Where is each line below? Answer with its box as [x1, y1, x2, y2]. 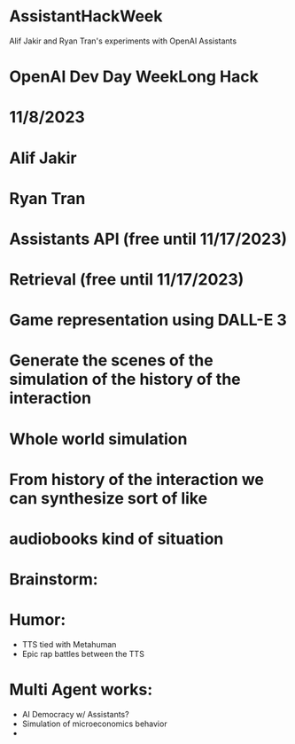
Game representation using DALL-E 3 [9, 310, 288, 330]
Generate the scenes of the [9, 350, 214, 371]
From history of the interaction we [9, 469, 264, 489]
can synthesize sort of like [9, 488, 208, 508]
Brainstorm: [9, 569, 99, 590]
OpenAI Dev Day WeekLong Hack [9, 67, 259, 87]
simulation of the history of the [9, 370, 241, 389]
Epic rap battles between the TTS [21, 649, 144, 660]
